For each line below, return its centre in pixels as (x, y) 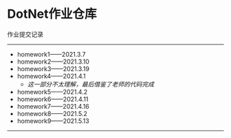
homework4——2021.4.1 (51, 76)
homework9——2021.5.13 (53, 121)
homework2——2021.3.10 (53, 61)
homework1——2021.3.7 (51, 54)
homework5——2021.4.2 (52, 92)
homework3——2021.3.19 (53, 68)
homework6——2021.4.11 (53, 99)
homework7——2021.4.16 (53, 106)
